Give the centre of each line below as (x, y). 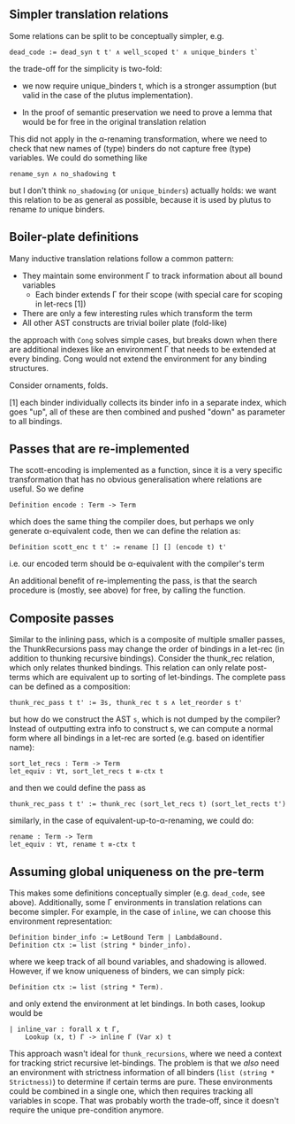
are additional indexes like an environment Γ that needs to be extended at (143, 349)
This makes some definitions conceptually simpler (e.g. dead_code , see (137, 893)
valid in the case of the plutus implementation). (107, 95)
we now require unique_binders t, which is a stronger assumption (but (149, 85)
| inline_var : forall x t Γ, (65, 1030)
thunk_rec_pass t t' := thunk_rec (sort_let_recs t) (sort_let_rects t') (148, 804)
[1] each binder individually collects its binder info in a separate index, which (148, 402)
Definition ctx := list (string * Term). (87, 988)
